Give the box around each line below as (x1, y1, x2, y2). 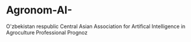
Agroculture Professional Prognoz (6, 29, 88, 36)
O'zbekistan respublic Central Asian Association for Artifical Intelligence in (6, 23, 186, 30)
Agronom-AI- (6, 3, 73, 17)
